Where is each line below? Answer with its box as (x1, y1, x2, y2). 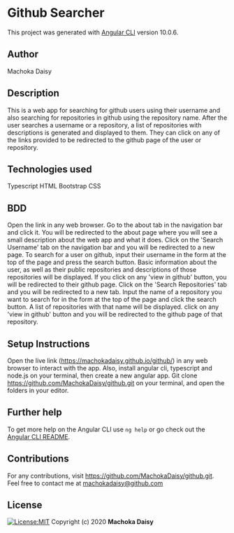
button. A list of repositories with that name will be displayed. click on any (7, 303, 219, 311)
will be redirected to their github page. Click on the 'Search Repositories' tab (7, 280, 227, 289)
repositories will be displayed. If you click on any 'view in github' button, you (7, 273, 227, 282)
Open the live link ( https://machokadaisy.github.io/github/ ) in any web (7, 357, 208, 365)
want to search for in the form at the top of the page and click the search (7, 296, 217, 304)
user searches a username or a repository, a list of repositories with (7, 120, 202, 129)
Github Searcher (7, 5, 105, 21)
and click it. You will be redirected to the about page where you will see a (7, 228, 218, 237)
